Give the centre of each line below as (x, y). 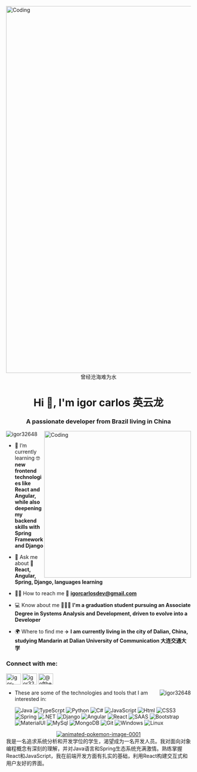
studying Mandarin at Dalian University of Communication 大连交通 (98, 641)
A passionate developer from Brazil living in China (98, 422)
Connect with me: (32, 664)
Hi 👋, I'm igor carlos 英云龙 (98, 403)
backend (26, 521)
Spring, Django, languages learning (59, 582)
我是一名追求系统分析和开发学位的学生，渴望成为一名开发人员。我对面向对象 (98, 741)
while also (27, 502)
